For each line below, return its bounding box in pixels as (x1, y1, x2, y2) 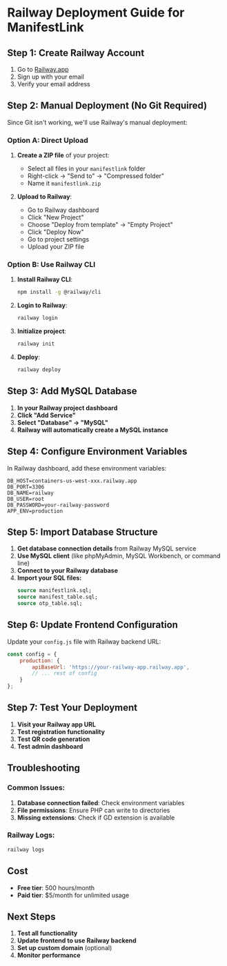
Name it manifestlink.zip (27, 179, 101, 188)
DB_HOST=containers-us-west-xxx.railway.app (7, 477, 137, 484)
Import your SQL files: (17, 574, 82, 582)
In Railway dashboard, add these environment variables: (7, 464, 167, 472)
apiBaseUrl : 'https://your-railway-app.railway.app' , (32, 664, 190, 671)
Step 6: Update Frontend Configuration (7, 619, 178, 631)
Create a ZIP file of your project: (17, 151, 110, 159)
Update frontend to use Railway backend (17, 936, 137, 945)
